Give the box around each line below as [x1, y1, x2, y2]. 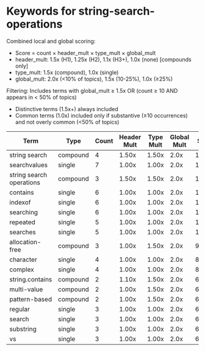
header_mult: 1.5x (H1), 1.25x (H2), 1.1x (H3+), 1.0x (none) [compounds [15, 56, 192, 63]
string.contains [9, 275, 52, 283]
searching [9, 208, 38, 216]
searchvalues [9, 161, 48, 169]
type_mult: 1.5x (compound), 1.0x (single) [15, 68, 119, 76]
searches [9, 228, 37, 236]
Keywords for [6, 4, 76, 18]
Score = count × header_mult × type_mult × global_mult [15, 49, 156, 56]
